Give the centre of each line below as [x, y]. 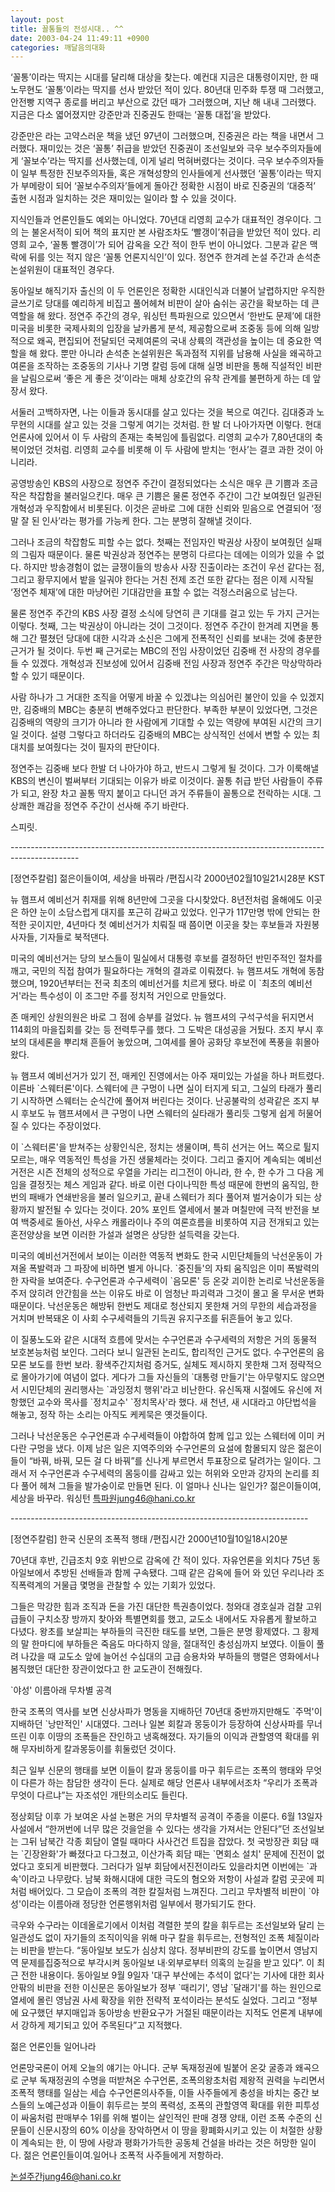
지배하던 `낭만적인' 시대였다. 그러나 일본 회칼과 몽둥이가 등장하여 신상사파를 [157, 1724]
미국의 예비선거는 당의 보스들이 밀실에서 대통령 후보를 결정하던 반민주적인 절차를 [166, 958]
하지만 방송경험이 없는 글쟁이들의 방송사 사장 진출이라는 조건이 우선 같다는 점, [174, 567]
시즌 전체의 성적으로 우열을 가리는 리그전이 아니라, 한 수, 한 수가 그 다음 [175, 1172]
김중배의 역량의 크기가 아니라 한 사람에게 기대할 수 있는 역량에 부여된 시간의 [157, 722]
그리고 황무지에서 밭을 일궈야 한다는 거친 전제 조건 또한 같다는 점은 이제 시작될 [162, 580]
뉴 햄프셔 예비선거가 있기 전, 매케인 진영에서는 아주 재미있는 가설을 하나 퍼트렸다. [167, 1076]
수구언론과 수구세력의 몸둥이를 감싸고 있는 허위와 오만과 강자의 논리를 [174, 1473]
